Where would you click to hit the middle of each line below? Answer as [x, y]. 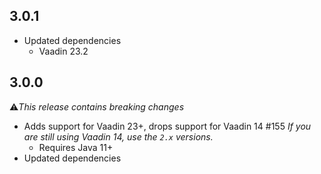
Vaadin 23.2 [63, 51]
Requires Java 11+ [76, 147]
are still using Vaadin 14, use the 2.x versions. [118, 136]
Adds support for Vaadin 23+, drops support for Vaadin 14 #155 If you [167, 126]
